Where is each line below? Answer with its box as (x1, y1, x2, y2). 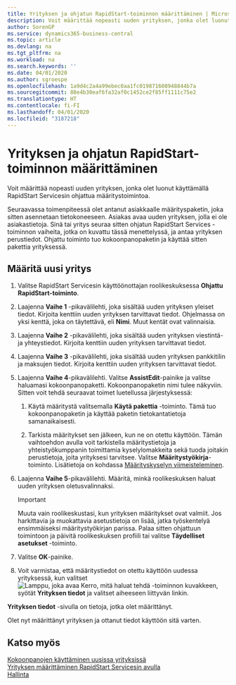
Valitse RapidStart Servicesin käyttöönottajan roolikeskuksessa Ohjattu (17, 281, 223, 290)
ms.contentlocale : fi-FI (7, 102, 80, 109)
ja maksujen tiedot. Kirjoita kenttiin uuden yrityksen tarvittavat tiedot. (17, 360, 217, 369)
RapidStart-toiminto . (17, 289, 79, 297)
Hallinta (7, 670, 29, 679)
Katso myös (7, 636, 61, 648)
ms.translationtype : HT (7, 96, 77, 103)
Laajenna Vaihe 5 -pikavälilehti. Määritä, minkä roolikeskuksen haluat (17, 474, 216, 483)
